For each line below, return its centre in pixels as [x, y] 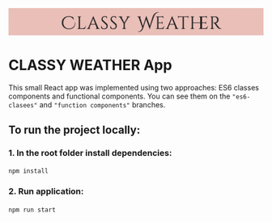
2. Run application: [46, 191]
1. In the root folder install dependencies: [90, 153]
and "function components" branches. [102, 104]
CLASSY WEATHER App [90, 65]
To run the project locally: [74, 130]
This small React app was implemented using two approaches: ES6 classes [134, 87]
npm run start [32, 210]
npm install [28, 171]
